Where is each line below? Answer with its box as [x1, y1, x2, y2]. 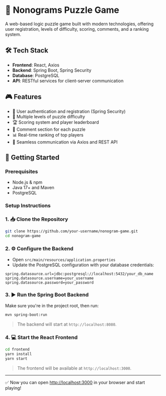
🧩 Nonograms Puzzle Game [5, 4, 120, 16]
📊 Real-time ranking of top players [12, 132, 84, 138]
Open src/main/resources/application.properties [12, 256, 116, 262]
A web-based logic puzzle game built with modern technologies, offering [5, 21, 154, 27]
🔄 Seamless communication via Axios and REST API [12, 139, 118, 145]
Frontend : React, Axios [12, 62, 60, 68]
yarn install [5, 351, 32, 356]
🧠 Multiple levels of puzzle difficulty [12, 113, 85, 119]
